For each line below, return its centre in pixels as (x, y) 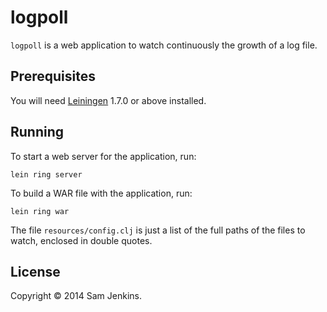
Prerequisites (53, 76)
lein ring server (46, 174)
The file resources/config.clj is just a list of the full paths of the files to (158, 230)
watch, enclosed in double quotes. (81, 240)
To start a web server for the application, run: (103, 156)
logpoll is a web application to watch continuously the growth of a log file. (164, 45)
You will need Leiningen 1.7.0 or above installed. (108, 100)
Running (37, 132)
